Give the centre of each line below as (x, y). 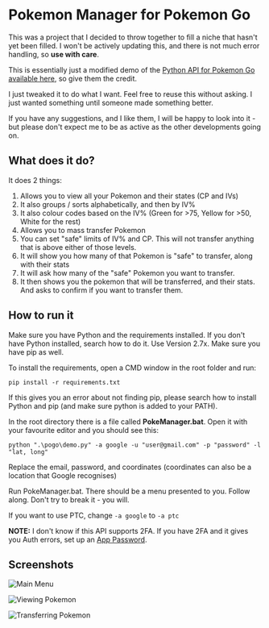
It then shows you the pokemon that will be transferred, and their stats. (137, 281)
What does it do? (52, 161)
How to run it (41, 316)
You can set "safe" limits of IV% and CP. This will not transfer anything (137, 239)
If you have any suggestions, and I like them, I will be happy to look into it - (132, 118)
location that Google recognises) (62, 475)
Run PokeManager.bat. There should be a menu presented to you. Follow (129, 491)
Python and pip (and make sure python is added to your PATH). (113, 405)
